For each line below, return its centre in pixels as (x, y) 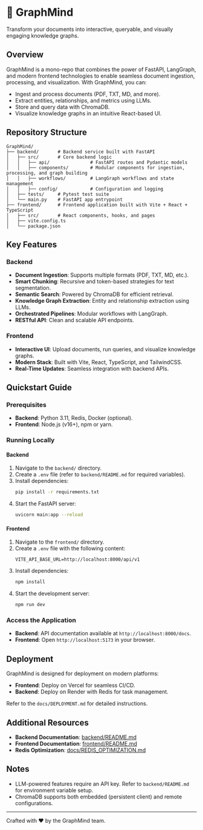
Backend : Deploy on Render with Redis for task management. (92, 692)
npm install (30, 582)
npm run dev (30, 605)
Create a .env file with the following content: (70, 548)
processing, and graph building (47, 173)
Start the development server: (52, 593)
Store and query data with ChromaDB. (62, 107)
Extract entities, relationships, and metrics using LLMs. (83, 100)
